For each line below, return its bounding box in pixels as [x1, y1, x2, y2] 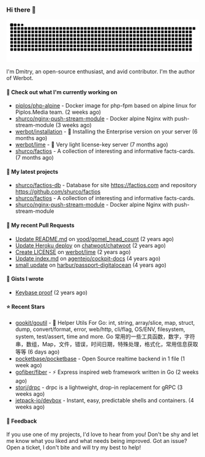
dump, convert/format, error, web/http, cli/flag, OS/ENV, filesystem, [15, 325, 185, 333]
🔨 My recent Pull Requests [6, 221, 75, 229]
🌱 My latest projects [6, 168, 58, 175]
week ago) [15, 362, 42, 369]
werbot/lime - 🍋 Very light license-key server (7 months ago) [15, 141, 168, 149]
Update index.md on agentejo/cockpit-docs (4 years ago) [15, 255, 161, 262]
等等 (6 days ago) [15, 348, 60, 355]
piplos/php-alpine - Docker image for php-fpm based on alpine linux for [15, 102, 197, 110]
